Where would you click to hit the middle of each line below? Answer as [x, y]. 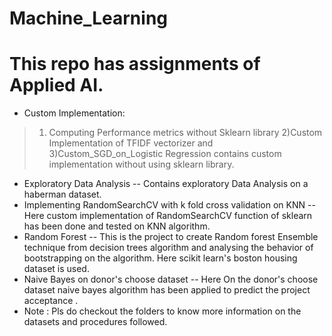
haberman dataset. [62, 194]
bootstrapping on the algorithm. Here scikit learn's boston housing [160, 258]
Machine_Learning [89, 18]
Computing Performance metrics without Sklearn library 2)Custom [185, 133]
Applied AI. [56, 85]
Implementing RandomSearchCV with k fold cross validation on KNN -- [169, 205]
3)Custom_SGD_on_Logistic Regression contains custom [165, 154]
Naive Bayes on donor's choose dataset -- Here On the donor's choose [171, 279]
